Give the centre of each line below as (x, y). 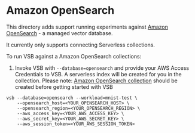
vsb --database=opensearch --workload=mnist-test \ (72, 98)
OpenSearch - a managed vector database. (60, 33)
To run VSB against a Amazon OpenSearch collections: (74, 56)
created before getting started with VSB (64, 86)
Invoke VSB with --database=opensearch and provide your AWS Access (102, 68)
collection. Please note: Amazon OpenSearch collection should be (96, 81)
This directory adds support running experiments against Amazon (87, 27)
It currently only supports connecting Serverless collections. (81, 45)
